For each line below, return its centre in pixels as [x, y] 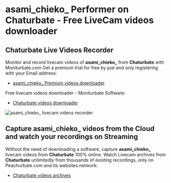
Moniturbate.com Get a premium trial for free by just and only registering [82, 68]
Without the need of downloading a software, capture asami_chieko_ [78, 149]
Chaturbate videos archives [42, 175]
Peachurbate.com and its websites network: [52, 165]
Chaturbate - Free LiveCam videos [80, 20]
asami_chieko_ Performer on [67, 9]
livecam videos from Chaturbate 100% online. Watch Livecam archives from [86, 154]
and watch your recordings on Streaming [72, 137]
